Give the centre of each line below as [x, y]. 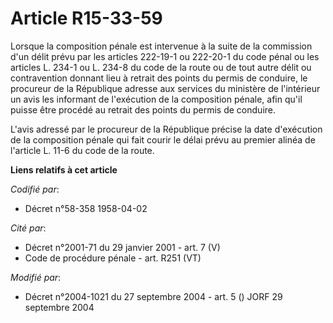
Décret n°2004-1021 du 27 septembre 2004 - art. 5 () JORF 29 [153, 296]
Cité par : [28, 228]
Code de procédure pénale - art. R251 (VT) [113, 258]
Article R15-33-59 [86, 18]
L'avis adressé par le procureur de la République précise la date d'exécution [166, 129]
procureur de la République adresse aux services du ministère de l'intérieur [165, 88]
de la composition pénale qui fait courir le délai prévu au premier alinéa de [163, 139]
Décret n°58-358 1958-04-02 [86, 208]
